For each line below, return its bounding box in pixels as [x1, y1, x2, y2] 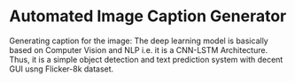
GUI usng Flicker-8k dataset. [9, 64, 114, 74]
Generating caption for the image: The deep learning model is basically [9, 35, 268, 46]
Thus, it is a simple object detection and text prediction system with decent [9, 54, 283, 64]
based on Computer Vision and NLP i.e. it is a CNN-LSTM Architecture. [9, 44, 268, 55]
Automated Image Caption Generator [9, 6, 287, 26]
